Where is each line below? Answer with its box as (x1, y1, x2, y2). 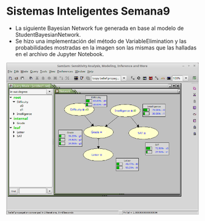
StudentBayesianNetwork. (15, 31, 81, 38)
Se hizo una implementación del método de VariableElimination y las (15, 37, 187, 45)
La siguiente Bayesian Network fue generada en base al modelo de (15, 24, 184, 32)
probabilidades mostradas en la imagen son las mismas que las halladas (15, 44, 197, 51)
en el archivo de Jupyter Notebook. (15, 50, 104, 57)
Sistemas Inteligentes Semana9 (6, 4, 170, 18)
